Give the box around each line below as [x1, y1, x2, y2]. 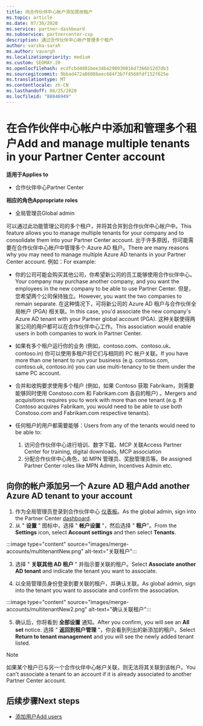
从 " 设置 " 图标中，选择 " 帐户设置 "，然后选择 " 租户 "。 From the [14, 522, 177, 529]
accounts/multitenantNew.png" [6, 547, 84, 555]
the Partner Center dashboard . [14, 514, 92, 522]
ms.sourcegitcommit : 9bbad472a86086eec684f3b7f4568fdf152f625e [6, 71, 169, 77]
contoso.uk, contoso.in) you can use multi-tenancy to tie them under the [14, 363, 195, 370]
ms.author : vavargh [6, 49, 56, 55]
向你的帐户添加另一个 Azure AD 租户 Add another [6, 481, 190, 491]
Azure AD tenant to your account [6, 491, 133, 501]
